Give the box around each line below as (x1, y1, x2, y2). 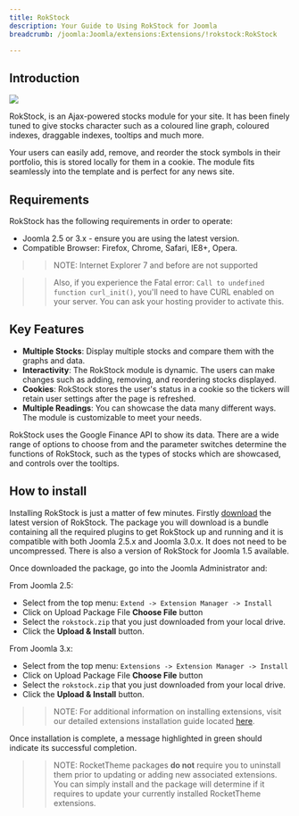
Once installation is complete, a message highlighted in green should (9, 733, 262, 744)
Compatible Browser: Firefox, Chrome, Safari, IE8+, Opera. (21, 243, 238, 253)
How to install (9, 484, 87, 499)
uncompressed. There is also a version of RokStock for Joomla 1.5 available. (9, 545, 290, 556)
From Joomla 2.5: (9, 579, 74, 590)
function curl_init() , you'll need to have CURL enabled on (53, 287, 275, 297)
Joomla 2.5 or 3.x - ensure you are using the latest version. (21, 233, 240, 244)
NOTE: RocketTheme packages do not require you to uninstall (53, 760, 281, 770)
